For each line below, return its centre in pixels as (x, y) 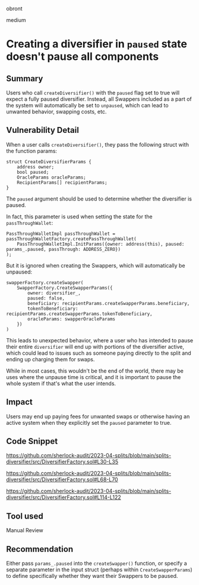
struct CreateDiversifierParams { (49, 162)
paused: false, (46, 298)
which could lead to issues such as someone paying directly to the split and (99, 353)
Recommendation (40, 549)
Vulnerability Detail (42, 130)
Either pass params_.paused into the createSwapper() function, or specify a (97, 564)
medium (16, 20)
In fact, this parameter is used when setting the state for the (79, 217)
